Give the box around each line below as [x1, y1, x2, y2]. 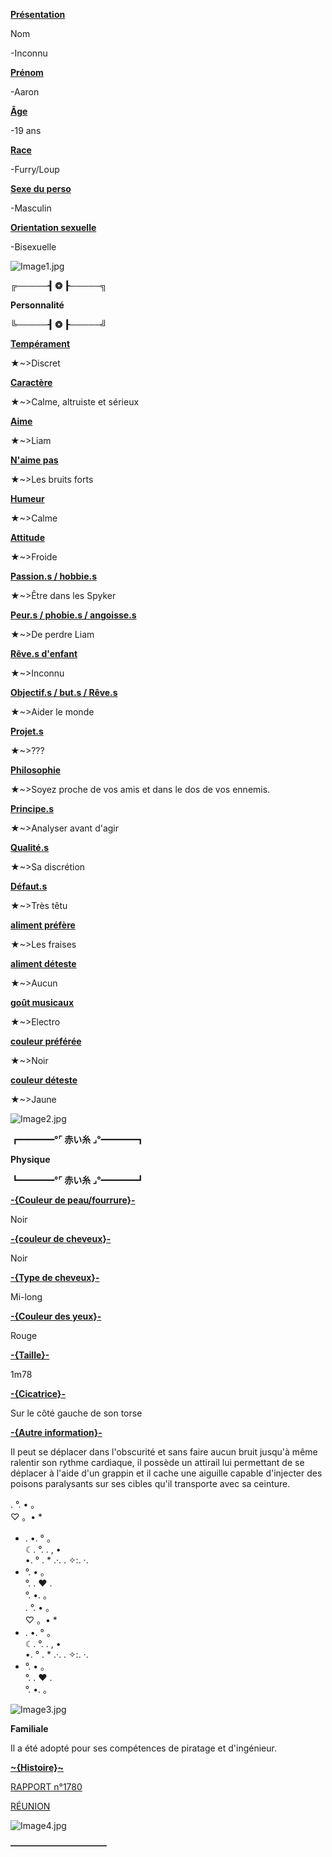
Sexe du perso [10, 183, 72, 194]
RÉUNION [10, 1800, 51, 1812]
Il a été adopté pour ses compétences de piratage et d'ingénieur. [10, 1742, 277, 1754]
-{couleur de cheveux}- [10, 1233, 112, 1244]
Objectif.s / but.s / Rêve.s [10, 687, 118, 698]
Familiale [10, 1723, 49, 1734]
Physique [10, 1154, 51, 1165]
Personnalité [10, 299, 65, 311]
